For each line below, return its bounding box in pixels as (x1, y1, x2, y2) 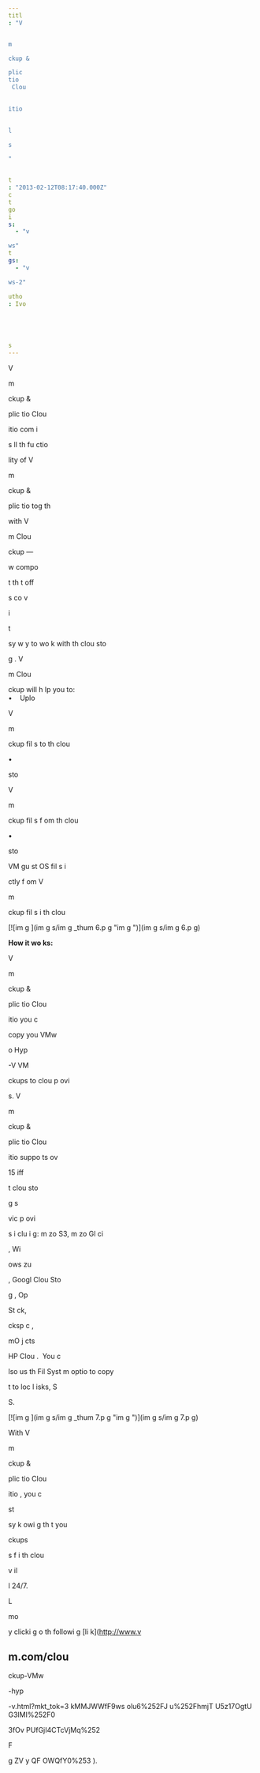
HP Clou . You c (8, 1352, 61, 1361)
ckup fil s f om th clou (8, 815, 79, 826)
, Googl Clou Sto (8, 1275, 61, 1285)
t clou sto (8, 1183, 39, 1193)
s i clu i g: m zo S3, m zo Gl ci (8, 1229, 104, 1239)
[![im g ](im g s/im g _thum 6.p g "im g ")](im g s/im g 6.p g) (8, 923, 201, 932)
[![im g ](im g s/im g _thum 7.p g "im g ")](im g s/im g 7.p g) (8, 1413, 199, 1422)
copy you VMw (8, 1030, 58, 1040)
